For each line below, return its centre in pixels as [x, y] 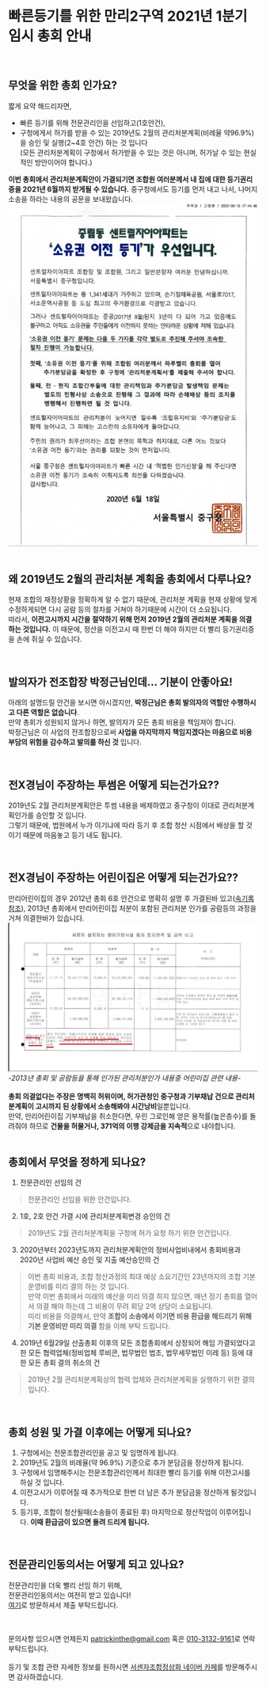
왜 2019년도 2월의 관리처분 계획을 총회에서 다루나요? [130, 579]
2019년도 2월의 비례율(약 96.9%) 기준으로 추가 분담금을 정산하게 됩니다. [131, 1463]
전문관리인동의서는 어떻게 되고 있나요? [96, 1565]
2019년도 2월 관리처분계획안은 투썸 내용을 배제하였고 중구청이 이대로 [114, 805]
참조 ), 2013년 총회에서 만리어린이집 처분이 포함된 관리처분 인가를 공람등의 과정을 [133, 908]
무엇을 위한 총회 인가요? [63, 85]
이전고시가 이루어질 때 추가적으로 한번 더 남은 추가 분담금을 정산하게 [124, 1493]
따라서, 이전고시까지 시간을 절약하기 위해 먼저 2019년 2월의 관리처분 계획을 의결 [130, 619]
